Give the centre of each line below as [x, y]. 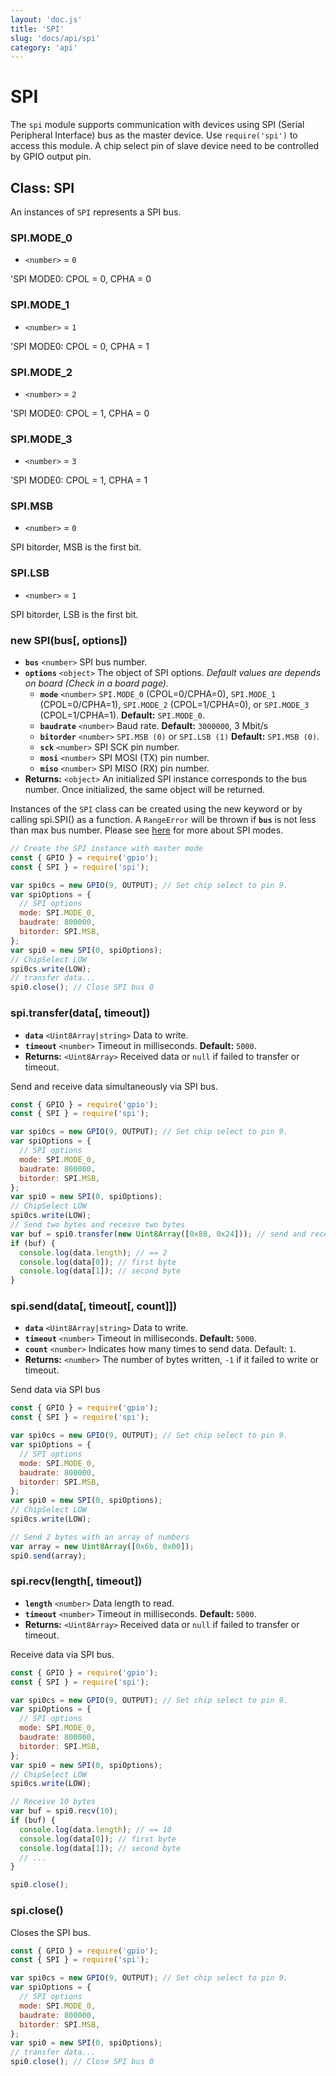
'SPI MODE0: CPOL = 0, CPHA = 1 [80, 346]
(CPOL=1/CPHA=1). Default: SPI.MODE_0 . [122, 715]
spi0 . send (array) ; [48, 1556]
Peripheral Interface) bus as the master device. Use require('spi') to [154, 135]
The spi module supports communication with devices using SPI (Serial [157, 125]
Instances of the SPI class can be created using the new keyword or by [156, 809]
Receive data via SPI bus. [62, 1654]
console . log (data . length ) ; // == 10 [95, 1829]
